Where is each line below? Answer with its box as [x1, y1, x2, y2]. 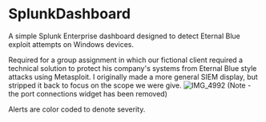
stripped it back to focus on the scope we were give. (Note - [8, 81, 252, 90]
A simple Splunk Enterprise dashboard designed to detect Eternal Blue [8, 31, 240, 41]
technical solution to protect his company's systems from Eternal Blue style [8, 63, 257, 73]
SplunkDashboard [8, 5, 131, 23]
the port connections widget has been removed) [8, 89, 168, 98]
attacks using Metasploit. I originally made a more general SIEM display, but [8, 72, 258, 81]
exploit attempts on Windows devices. [8, 39, 135, 49]
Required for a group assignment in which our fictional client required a [8, 55, 243, 65]
